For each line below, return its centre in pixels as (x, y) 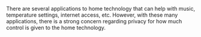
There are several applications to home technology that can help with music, (101, 9)
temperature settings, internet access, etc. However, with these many (92, 15)
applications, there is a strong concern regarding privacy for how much (94, 21)
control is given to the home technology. (56, 27)
